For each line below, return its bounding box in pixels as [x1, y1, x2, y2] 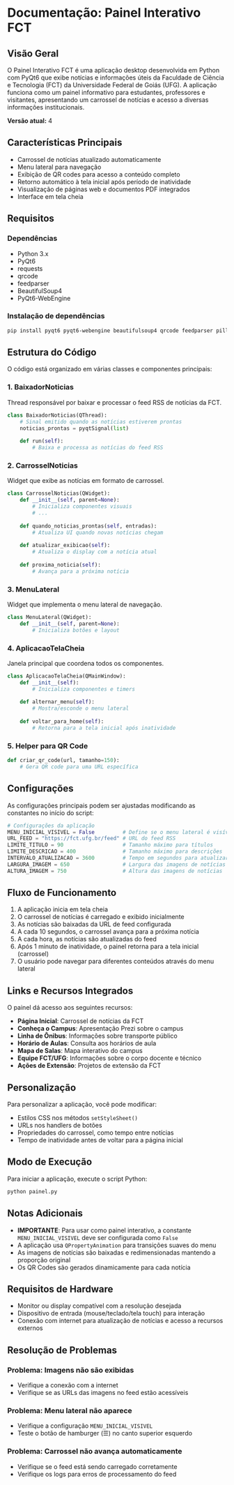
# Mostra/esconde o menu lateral [32, 705, 130, 712]
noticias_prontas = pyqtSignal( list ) [19, 424, 130, 432]
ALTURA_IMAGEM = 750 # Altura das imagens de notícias [7, 867, 223, 874]
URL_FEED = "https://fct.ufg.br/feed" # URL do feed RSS [7, 835, 176, 842]
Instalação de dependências [7, 311, 105, 321]
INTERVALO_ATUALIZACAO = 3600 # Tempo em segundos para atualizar [7, 855, 229, 862]
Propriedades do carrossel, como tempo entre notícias [17, 1128, 174, 1137]
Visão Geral [7, 47, 59, 59]
